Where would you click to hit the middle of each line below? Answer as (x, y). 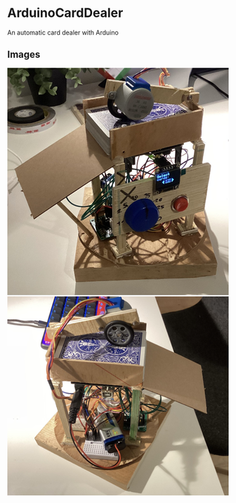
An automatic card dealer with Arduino (63, 32)
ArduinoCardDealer (65, 13)
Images (24, 55)
